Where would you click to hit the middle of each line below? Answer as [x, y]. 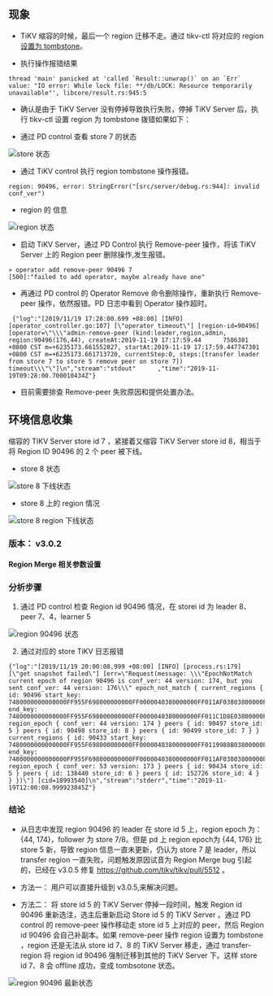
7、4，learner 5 [64, 617]
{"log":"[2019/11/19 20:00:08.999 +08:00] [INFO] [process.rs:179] [125, 667]
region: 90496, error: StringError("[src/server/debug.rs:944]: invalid [134, 186]
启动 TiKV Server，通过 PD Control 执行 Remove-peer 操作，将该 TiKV [138, 244]
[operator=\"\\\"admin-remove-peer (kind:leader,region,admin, [118, 333]
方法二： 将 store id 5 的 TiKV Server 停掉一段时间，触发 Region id [131, 904]
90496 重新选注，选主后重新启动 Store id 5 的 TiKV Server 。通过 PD [135, 915]
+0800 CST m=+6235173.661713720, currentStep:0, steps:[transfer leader [134, 354]
